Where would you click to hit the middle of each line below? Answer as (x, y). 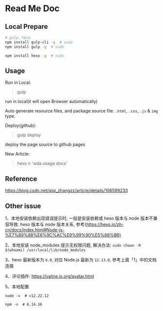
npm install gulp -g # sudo (35, 47)
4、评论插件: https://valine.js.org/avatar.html (50, 276)
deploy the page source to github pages (45, 145)
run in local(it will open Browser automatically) (51, 102)
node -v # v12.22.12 (27, 296)
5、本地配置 (17, 287)
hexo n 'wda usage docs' (42, 164)
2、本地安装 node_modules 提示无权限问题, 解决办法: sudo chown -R (73, 245)
